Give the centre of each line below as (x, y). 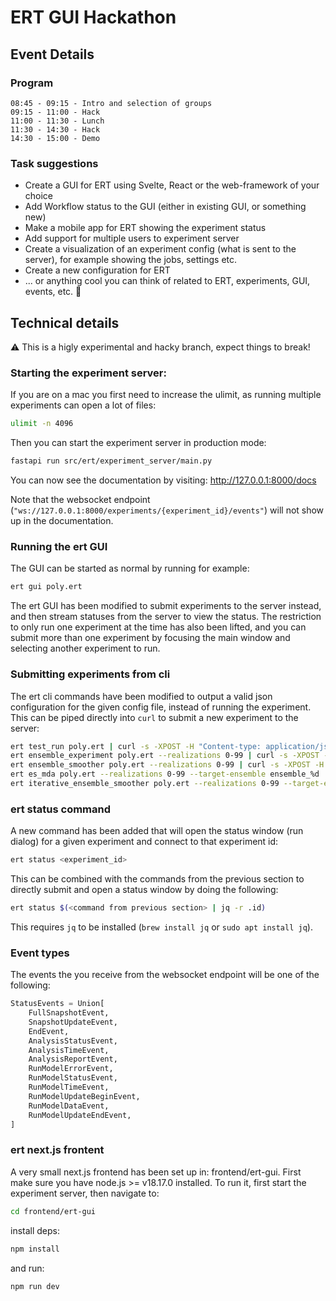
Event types (40, 953)
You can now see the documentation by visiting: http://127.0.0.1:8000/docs (163, 480)
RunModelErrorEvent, (71, 1069)
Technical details (65, 322)
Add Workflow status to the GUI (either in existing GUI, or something (165, 207)
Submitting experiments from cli (90, 674)
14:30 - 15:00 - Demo (55, 138)
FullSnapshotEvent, (69, 1013)
